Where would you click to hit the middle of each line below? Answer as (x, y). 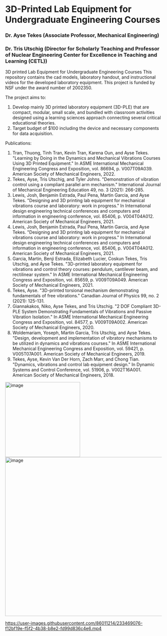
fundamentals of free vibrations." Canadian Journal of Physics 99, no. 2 (85, 296)
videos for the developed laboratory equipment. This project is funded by (80, 83)
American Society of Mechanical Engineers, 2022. (64, 174)
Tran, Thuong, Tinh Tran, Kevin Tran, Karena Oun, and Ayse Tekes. (81, 153)
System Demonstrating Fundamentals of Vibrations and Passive (87, 312)
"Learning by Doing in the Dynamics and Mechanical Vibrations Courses (86, 158)
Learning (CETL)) (26, 61)
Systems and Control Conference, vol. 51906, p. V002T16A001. (77, 370)
